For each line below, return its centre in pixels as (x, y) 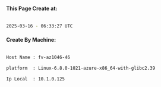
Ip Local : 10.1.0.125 (36, 79)
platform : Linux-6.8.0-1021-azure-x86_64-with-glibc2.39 (81, 69)
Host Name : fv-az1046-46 (38, 58)
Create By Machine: (31, 39)
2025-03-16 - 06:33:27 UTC (40, 26)
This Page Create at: (32, 8)
